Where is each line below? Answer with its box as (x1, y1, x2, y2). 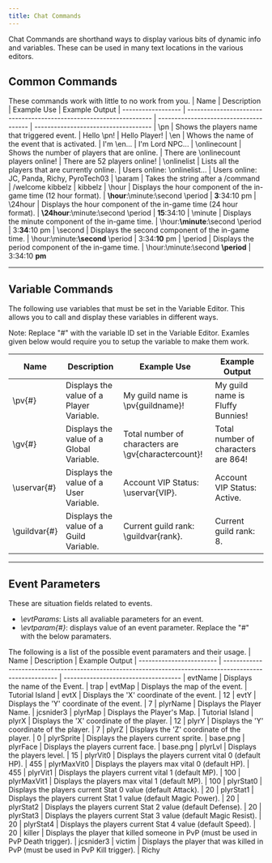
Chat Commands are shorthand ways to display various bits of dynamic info (8, 34, 261, 44)
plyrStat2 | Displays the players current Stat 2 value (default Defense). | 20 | (8, 802, 262, 812)
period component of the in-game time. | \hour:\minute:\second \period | (8, 242, 252, 252)
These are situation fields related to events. (8, 599, 153, 609)
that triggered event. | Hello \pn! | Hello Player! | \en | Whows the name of (8, 130, 254, 140)
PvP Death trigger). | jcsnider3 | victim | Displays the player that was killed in (8, 836, 264, 847)
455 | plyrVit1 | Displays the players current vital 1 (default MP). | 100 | (8, 767, 241, 778)
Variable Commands (8, 282, 113, 296)
